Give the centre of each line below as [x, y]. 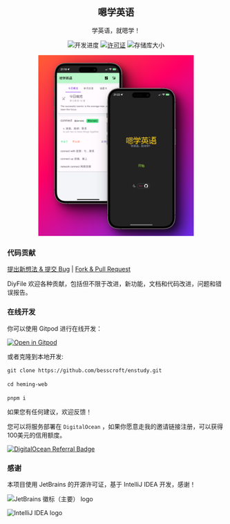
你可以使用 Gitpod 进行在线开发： [55, 328]
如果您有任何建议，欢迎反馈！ [49, 411]
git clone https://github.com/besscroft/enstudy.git [85, 370]
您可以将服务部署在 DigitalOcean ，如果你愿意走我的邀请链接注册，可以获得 [115, 426]
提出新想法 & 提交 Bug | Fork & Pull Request [69, 269]
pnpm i [17, 398]
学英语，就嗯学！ [116, 30]
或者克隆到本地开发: [36, 356]
